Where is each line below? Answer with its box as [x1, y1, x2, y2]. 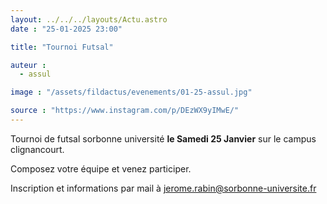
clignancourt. [10, 143, 65, 155]
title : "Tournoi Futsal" [10, 42, 114, 52]
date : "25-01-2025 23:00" [10, 24, 123, 34]
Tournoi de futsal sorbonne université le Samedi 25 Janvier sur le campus [10, 132, 317, 145]
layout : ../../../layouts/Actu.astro [10, 14, 168, 25]
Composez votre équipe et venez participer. [10, 162, 192, 175]
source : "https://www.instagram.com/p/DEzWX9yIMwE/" [10, 106, 240, 116]
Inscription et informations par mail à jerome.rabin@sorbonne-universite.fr [10, 182, 317, 194]
